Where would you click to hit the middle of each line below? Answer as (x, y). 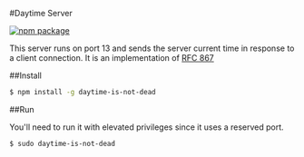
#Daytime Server (41, 13)
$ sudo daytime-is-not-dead (63, 143)
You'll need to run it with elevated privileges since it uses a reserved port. (147, 127)
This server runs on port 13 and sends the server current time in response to (152, 48)
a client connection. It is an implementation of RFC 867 (112, 58)
